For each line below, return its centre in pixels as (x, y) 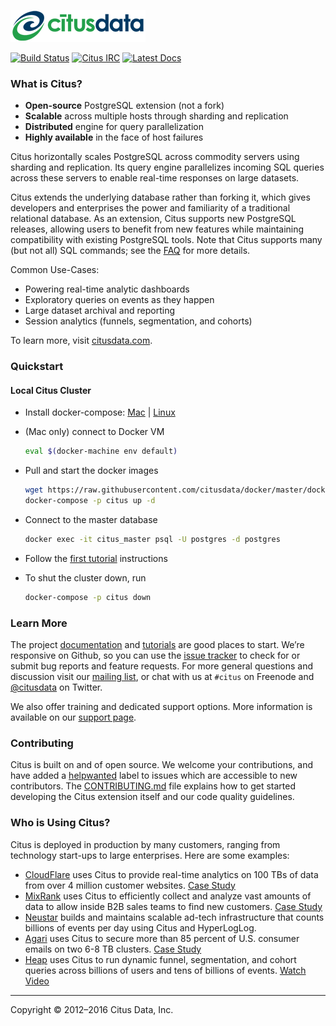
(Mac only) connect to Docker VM (94, 432)
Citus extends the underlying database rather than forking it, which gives (160, 197)
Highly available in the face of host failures (114, 137)
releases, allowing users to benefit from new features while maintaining (157, 229)
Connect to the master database (91, 520)
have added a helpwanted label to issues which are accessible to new (154, 776)
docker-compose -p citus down (88, 597)
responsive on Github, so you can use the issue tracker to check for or (155, 656)
